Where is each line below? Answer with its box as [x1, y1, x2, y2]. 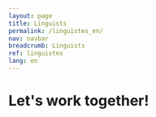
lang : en [8, 57, 38, 65]
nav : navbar [8, 34, 49, 43]
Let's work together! [8, 92, 149, 110]
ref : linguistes [8, 49, 63, 57]
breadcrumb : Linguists [8, 42, 85, 50]
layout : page [8, 11, 53, 20]
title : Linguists [8, 19, 67, 27]
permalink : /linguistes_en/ [8, 27, 104, 35]
